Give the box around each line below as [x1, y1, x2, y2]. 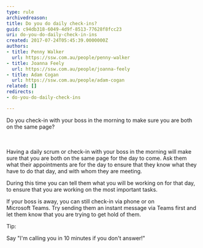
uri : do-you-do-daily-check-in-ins [6, 32, 98, 38]
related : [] [6, 83, 37, 89]
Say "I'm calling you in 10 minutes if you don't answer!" [6, 234, 145, 242]
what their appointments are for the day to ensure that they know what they [6, 160, 197, 168]
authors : [6, 43, 29, 50]
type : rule [6, 9, 34, 15]
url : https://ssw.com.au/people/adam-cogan [12, 77, 124, 83]
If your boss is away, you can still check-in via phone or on [6, 197, 155, 205]
